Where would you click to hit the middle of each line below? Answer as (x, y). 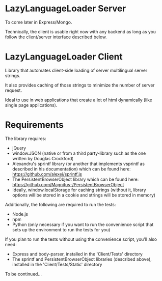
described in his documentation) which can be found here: (71, 169)
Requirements (34, 125)
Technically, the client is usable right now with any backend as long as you (81, 31)
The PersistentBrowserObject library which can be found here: (75, 179)
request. (13, 90)
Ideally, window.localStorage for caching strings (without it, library (79, 190)
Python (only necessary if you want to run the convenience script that (83, 225)
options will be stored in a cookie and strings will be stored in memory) (84, 195)
